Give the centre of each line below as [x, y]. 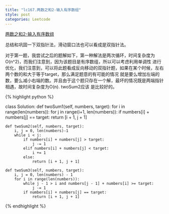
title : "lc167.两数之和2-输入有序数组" [43, 10]
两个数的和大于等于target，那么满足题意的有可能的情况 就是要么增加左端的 [82, 74]
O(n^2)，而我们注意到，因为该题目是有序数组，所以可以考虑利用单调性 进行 [83, 62]
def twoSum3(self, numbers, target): [45, 171]
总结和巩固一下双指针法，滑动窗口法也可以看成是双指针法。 [67, 45]
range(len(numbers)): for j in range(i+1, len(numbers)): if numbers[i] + [77, 112]
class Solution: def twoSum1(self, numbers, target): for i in [65, 106]
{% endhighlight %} [26, 206]
